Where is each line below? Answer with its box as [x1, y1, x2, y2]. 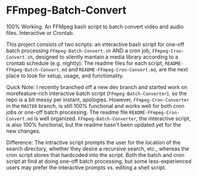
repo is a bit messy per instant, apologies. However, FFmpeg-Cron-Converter [6, 96, 189, 103]
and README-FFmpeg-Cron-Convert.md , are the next [68, 65, 188, 73]
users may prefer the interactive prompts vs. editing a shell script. [6, 163, 167, 171]
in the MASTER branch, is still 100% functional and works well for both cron [6, 102, 185, 109]
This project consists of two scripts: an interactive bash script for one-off [6, 41, 185, 48]
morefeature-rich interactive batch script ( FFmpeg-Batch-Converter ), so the [6, 90, 188, 97]
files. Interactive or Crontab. [6, 29, 75, 36]
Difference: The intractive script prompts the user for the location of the [6, 139, 181, 146]
